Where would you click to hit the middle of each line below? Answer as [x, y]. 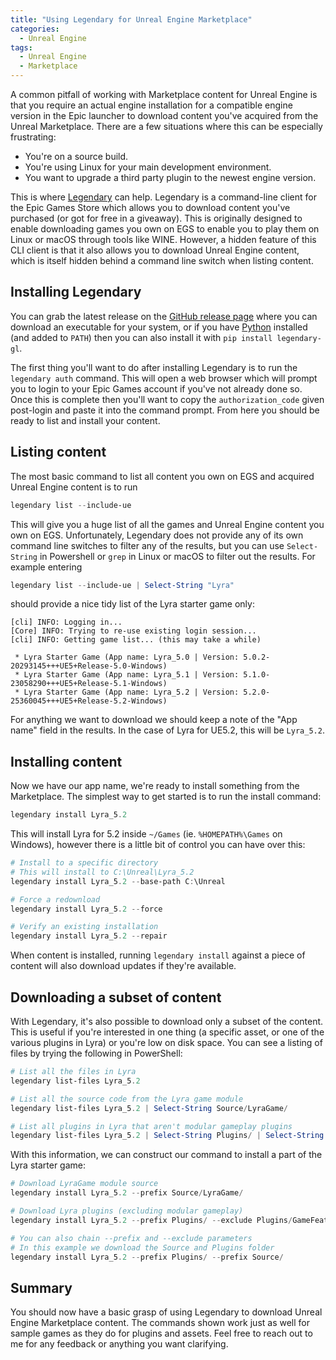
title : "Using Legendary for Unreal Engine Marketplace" [131, 19]
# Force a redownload [55, 899]
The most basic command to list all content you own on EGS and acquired [162, 476]
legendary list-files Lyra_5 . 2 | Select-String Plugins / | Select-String [167, 1136]
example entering [46, 567]
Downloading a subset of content [116, 997]
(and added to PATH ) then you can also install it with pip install [141, 337]
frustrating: [33, 137]
